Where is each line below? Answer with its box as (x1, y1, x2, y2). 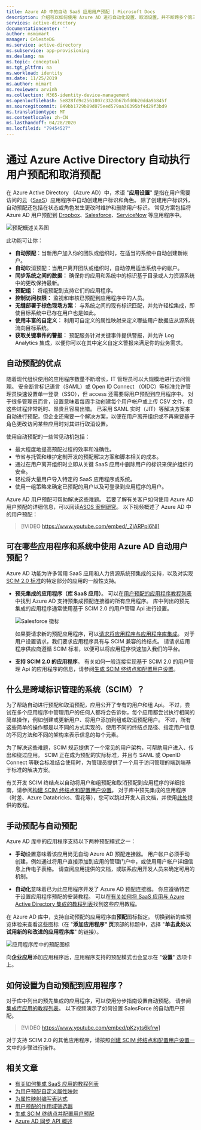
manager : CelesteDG (6, 36, 55, 42)
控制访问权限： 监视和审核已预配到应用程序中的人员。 (14, 294, 148, 301)
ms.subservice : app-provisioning (6, 48, 90, 54)
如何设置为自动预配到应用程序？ (6, 980, 124, 990)
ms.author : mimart (6, 81, 52, 87)
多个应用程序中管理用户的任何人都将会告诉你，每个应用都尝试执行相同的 (16, 709, 195, 716)
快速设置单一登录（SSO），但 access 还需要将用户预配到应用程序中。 (16, 390, 187, 398)
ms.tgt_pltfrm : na (6, 64, 52, 71)
